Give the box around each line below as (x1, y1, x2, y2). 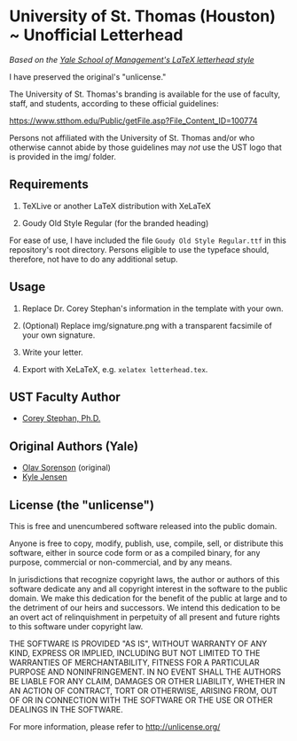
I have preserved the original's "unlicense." (9, 71, 167, 82)
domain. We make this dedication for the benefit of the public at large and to (9, 593, 288, 604)
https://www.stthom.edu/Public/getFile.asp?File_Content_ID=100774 (9, 115, 258, 126)
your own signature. (21, 330, 96, 340)
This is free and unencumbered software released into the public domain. (9, 521, 277, 531)
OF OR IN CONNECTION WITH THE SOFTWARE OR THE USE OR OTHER (9, 695, 273, 706)
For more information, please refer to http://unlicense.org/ (9, 721, 221, 732)
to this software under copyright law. (9, 621, 144, 631)
